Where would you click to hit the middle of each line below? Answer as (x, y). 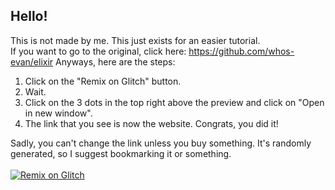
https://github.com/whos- (241, 51)
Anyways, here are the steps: (115, 61)
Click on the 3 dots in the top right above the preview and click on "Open (174, 102)
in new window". (58, 113)
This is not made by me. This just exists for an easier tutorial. (135, 40)
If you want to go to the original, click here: (98, 51)
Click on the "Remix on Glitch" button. (103, 81)
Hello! (29, 16)
